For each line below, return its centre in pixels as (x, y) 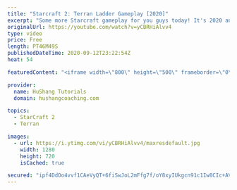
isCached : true (42, 163)
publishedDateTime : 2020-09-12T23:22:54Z (69, 53)
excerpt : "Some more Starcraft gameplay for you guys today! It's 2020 (115, 20)
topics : (19, 111)
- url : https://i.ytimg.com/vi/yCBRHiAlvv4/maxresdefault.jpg (107, 143)
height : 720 (37, 156)
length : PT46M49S (33, 46)
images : (19, 137)
